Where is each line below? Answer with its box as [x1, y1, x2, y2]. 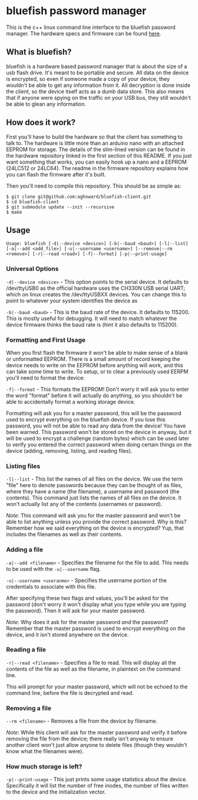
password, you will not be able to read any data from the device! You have [6, 422, 186, 429]
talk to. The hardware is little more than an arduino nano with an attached [6, 139, 184, 146]
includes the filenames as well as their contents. [6, 531, 123, 538]
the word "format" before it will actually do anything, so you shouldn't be [6, 391, 183, 399]
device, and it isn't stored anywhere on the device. [6, 631, 129, 638]
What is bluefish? [6, 47, 72, 57]
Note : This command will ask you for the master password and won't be [6, 512, 181, 519]
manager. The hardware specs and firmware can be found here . [6, 30, 161, 37]
